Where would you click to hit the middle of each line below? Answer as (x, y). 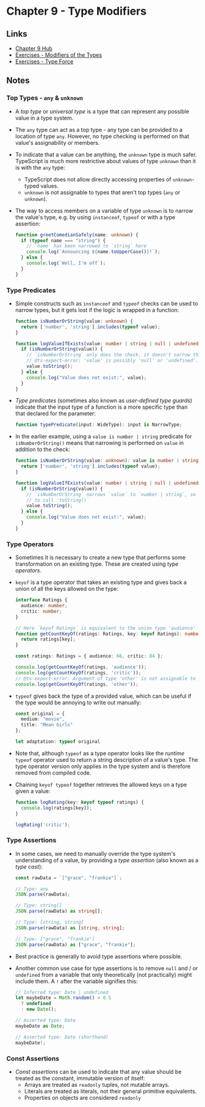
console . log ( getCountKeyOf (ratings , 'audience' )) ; (81, 667)
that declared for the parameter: (56, 414)
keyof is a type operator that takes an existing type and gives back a (101, 582)
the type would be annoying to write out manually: (78, 702)
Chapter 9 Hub (34, 48)
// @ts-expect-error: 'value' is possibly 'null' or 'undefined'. (113, 361)
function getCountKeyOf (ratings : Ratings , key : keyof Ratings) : (99, 634)
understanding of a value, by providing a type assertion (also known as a (107, 860)
